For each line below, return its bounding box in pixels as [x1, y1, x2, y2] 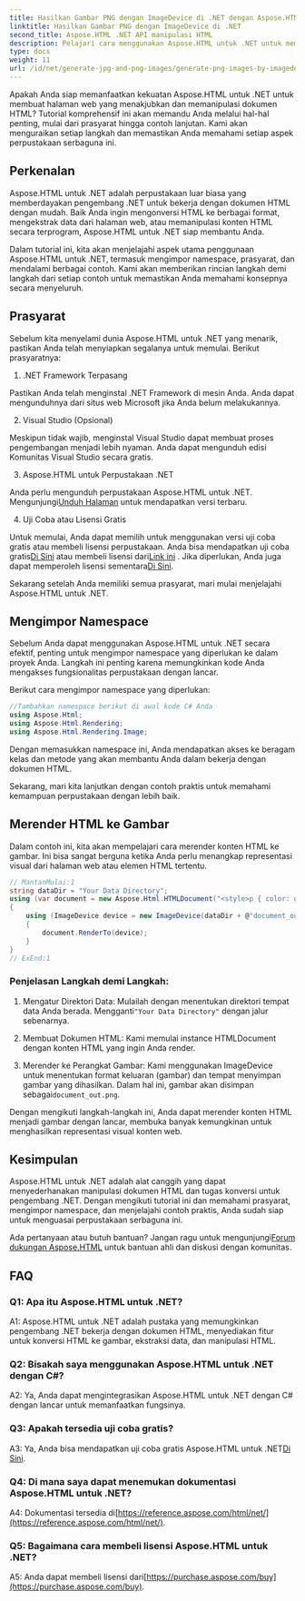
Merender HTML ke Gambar [9, 816, 170, 832]
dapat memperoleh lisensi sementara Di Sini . [9, 560, 174, 571]
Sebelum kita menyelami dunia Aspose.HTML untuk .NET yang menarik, [9, 332, 279, 343]
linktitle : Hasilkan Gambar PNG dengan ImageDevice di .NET [9, 22, 242, 31]
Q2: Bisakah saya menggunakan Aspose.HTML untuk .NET [9, 1359, 274, 1371]
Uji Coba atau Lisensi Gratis [22, 514, 127, 525]
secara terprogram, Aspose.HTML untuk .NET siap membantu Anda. [9, 226, 265, 237]
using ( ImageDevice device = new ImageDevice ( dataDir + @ [25, 912, 250, 921]
